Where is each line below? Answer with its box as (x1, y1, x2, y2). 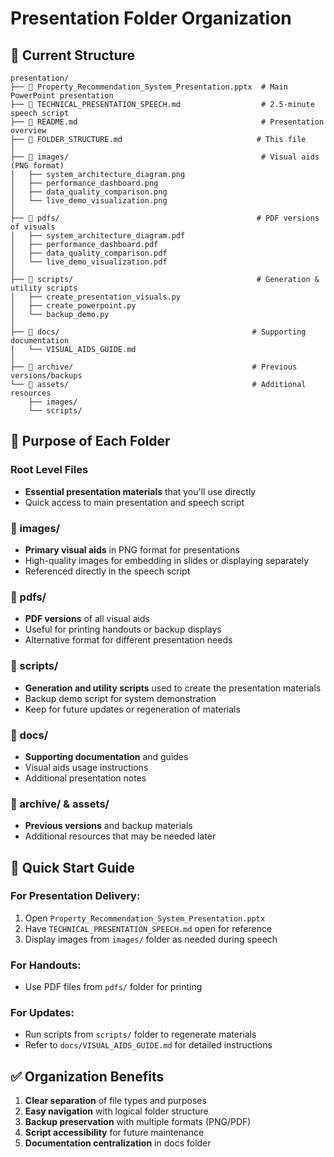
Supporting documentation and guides (24, 750, 189, 762)
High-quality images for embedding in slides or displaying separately (24, 554, 310, 566)
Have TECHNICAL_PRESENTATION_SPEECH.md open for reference (24, 922, 273, 934)
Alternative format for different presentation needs (24, 634, 233, 646)
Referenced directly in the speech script (24, 565, 191, 577)
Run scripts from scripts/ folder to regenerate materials (24, 1028, 257, 1041)
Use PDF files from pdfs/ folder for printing (24, 981, 203, 993)
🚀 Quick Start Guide (10, 859, 135, 876)
